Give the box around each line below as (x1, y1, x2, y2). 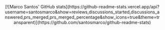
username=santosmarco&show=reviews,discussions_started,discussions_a (5, 9, 160, 15)
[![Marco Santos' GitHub (5, 4, 55, 9)
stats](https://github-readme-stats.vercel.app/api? (55, 4, 160, 9)
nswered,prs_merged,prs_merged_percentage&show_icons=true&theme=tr (4, 14, 160, 20)
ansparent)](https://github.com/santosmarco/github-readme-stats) (13, 20, 152, 25)
